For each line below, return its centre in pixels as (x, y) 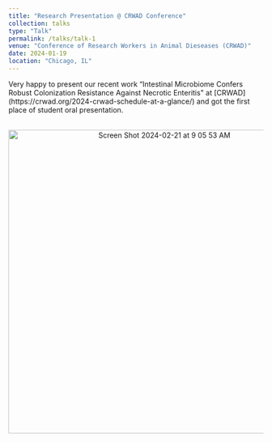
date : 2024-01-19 (38, 53)
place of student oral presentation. (66, 109)
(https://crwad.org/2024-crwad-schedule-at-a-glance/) (102, 101)
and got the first (223, 101)
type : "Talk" (30, 31)
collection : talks (39, 23)
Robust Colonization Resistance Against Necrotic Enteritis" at (110, 92)
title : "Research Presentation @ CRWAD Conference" (97, 16)
